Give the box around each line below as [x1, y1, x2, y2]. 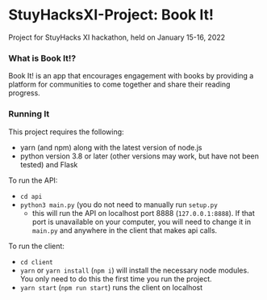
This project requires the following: [8, 127, 124, 137]
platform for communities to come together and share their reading [8, 79, 231, 90]
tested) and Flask [19, 159, 78, 169]
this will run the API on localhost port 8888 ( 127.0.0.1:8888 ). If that [31, 208, 256, 218]
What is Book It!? [8, 53, 77, 64]
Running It [8, 108, 50, 120]
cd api [19, 192, 43, 201]
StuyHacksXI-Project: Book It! [8, 6, 214, 24]
